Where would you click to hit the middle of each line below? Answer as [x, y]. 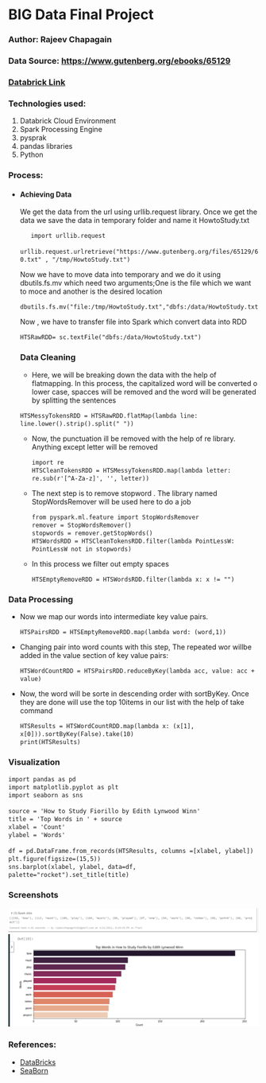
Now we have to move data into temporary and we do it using [120, 275]
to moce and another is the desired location [91, 291]
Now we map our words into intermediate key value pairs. [114, 616]
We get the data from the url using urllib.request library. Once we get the [139, 212]
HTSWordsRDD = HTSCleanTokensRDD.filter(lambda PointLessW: [133, 541]
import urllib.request [68, 236]
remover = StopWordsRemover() [82, 525]
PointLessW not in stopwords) [82, 549]
